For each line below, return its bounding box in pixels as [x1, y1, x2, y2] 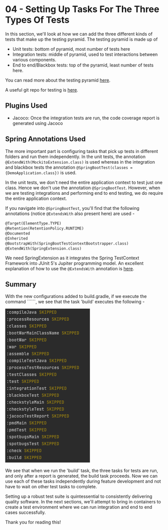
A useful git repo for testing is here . [5, 87, 79, 93]
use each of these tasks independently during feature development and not [5, 478, 161, 484]
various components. [12, 56, 57, 62]
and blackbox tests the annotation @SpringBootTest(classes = [5, 164, 133, 170]
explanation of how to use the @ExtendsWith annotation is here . [5, 265, 134, 271]
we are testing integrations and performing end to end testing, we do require [5, 190, 163, 196]
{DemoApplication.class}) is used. [5, 170, 77, 176]
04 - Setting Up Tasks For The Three [5, 4, 159, 15]
